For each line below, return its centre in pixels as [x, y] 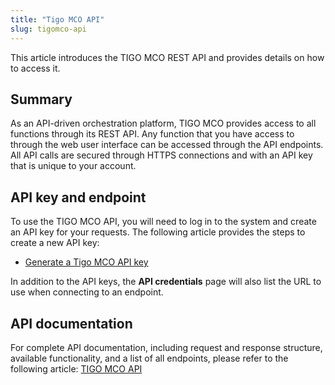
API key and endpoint [78, 197]
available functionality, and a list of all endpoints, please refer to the [149, 358]
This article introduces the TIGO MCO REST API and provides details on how [167, 57]
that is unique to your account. [73, 166]
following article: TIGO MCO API [76, 368]
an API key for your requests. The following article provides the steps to [158, 232]
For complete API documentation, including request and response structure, [166, 347]
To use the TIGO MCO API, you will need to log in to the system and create [163, 222]
